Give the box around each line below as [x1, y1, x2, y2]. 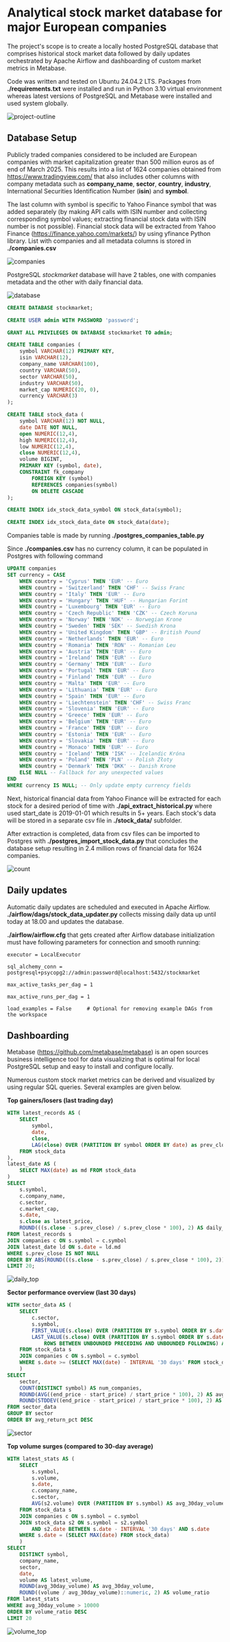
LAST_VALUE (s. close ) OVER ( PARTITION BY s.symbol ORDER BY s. [31, 1333, 213, 1340]
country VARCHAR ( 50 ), [19, 367, 81, 374]
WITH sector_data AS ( [7, 1302, 72, 1309]
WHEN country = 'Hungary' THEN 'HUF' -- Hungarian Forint [19, 597, 188, 604]
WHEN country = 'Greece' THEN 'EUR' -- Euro [19, 712, 149, 719]
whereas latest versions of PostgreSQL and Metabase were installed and [7, 91, 212, 100]
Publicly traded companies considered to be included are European [7, 150, 197, 158]
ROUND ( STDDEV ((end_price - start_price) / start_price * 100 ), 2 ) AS [19, 1397, 222, 1404]
